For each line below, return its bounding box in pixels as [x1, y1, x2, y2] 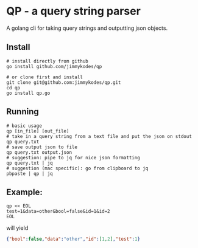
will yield [6, 224, 29, 232]
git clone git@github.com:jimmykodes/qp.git [6, 79, 121, 86]
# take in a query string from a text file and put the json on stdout [6, 133, 192, 139]
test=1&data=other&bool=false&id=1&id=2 [6, 208, 111, 215]
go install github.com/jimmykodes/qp [6, 63, 102, 69]
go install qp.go [6, 90, 51, 96]
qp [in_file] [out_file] [6, 128, 69, 134]
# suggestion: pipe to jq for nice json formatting [6, 154, 140, 160]
